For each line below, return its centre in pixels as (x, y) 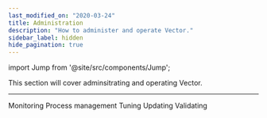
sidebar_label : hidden (46, 38)
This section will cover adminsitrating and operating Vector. (105, 83)
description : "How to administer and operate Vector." (101, 30)
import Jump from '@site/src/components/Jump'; (89, 67)
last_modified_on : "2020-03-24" (62, 15)
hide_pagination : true (46, 45)
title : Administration (46, 23)
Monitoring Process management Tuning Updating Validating (108, 106)
